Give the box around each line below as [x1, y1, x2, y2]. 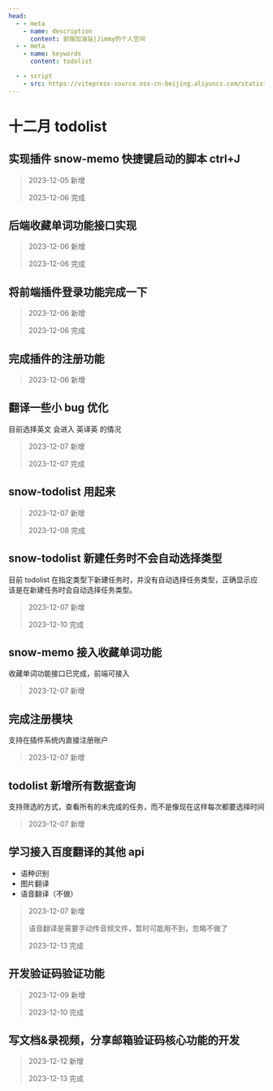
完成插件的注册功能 [8, 352, 105, 366]
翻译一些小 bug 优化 [8, 401, 109, 415]
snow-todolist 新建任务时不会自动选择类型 [8, 551, 223, 566]
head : [8, 11, 27, 20]
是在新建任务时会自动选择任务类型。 [15, 585, 136, 594]
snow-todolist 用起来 [8, 485, 116, 499]
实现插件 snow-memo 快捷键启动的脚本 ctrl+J [8, 152, 240, 166]
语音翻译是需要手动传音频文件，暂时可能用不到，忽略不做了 [28, 923, 228, 933]
